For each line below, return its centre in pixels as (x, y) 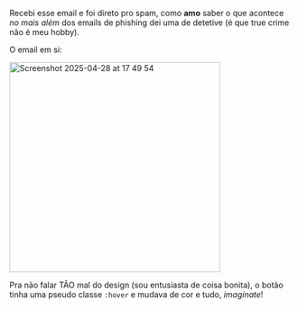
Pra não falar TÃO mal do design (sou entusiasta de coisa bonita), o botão (147, 285)
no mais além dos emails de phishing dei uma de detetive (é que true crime (149, 23)
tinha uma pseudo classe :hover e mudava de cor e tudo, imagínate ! (136, 295)
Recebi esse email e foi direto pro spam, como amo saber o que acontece (147, 13)
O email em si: (36, 50)
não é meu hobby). (44, 32)
